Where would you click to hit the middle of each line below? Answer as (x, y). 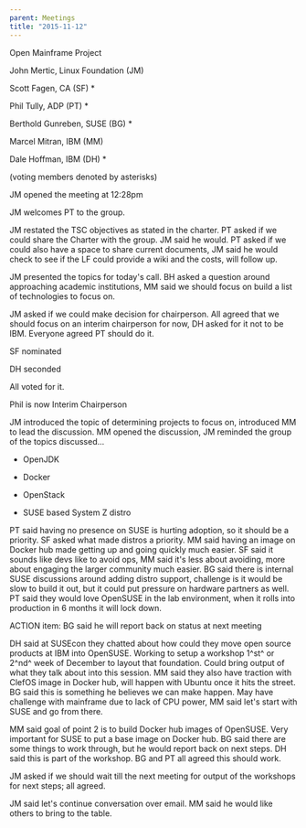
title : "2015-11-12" (49, 27)
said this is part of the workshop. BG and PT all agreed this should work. (145, 758)
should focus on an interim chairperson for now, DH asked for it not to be (147, 323)
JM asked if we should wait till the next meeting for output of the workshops (153, 776)
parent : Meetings (42, 18)
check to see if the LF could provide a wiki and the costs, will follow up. (144, 259)
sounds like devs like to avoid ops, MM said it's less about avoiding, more (148, 559)
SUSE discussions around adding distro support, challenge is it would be (146, 578)
